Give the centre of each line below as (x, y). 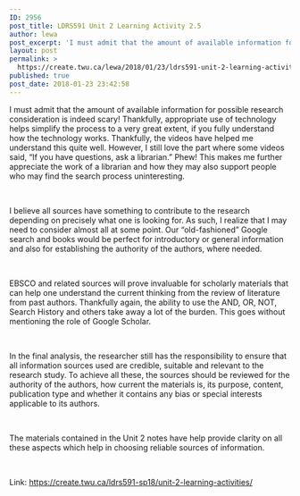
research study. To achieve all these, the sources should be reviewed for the (150, 374)
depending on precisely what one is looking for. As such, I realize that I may (148, 220)
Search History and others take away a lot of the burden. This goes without (147, 311)
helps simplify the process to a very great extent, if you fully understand (142, 128)
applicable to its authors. (54, 403)
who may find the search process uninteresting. (97, 176)
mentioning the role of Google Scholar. (80, 321)
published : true (39, 76)
